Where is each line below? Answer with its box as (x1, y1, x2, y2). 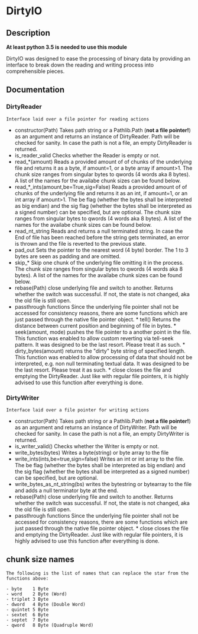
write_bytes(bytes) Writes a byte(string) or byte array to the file (14, 449, 169, 456)
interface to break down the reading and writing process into (6, 61, 154, 68)
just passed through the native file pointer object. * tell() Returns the (14, 316, 181, 323)
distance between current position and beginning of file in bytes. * (14, 322, 176, 329)
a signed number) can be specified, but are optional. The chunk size (14, 208, 181, 215)
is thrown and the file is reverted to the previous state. (14, 240, 147, 247)
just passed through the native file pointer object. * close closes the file (14, 524, 189, 532)
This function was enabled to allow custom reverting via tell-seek (14, 334, 174, 342)
